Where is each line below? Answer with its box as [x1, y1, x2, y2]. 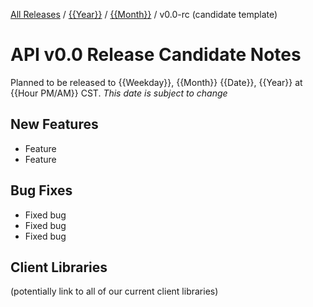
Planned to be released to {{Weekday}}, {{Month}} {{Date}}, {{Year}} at [10, 76, 303, 88]
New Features [10, 116, 99, 133]
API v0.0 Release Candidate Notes [10, 44, 302, 66]
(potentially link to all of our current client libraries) [10, 285, 219, 298]
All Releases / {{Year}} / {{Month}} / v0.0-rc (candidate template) [10, 9, 278, 20]
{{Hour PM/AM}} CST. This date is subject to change [10, 87, 228, 99]
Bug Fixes [10, 182, 73, 199]
